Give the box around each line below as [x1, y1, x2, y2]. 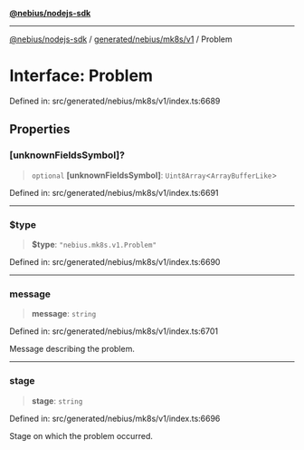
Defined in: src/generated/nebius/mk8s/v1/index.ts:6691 [9, 187, 219, 198]
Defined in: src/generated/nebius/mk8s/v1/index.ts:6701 [9, 326, 219, 337]
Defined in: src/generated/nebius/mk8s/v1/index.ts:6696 [9, 413, 221, 424]
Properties [9, 122, 71, 137]
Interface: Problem [9, 65, 154, 86]
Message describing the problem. [9, 344, 136, 355]
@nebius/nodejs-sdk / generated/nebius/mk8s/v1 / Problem [9, 34, 233, 44]
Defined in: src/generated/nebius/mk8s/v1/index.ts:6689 [9, 95, 221, 106]
